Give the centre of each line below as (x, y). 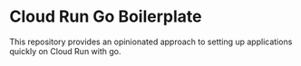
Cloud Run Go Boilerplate (106, 17)
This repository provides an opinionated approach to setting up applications (151, 42)
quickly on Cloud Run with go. (65, 51)
